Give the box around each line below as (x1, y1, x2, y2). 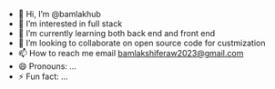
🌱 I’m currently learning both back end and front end (17, 28, 216, 38)
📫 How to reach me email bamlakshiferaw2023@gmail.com (17, 48, 244, 58)
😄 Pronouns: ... (17, 61, 77, 72)
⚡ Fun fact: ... (17, 71, 68, 82)
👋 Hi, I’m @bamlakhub (17, 9, 102, 19)
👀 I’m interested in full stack (17, 18, 123, 29)
